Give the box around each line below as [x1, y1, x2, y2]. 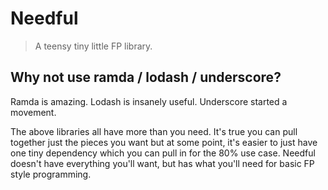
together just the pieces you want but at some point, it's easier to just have [10, 136, 318, 148]
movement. [10, 106, 57, 118]
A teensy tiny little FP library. [34, 40, 153, 52]
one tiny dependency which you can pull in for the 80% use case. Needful [10, 147, 316, 159]
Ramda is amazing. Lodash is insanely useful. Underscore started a [10, 95, 288, 107]
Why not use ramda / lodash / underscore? [10, 69, 282, 86]
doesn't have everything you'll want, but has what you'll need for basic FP [10, 157, 315, 169]
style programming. [10, 168, 92, 180]
